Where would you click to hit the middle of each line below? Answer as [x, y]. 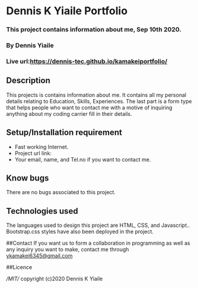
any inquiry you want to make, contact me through [68, 249]
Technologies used [42, 211]
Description [28, 80]
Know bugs [28, 178]
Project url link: [33, 153]
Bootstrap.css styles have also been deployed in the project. [80, 232]
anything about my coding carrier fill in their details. [69, 113]
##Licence [19, 267]
